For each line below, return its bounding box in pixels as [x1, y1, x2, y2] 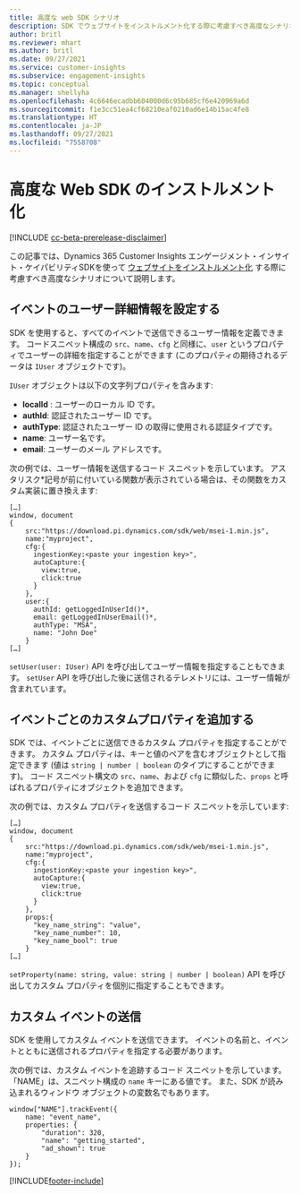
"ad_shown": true [41, 1144, 105, 1154]
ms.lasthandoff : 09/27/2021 [9, 130, 114, 139]
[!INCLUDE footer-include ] [9, 1175, 104, 1187]
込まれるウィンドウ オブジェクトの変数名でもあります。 [9, 1087, 214, 1098]
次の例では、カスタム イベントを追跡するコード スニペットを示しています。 [9, 1065, 287, 1076]
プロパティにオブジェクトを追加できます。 [32, 782, 188, 793]
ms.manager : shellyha [9, 88, 90, 97]
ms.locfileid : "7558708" [9, 138, 102, 147]
